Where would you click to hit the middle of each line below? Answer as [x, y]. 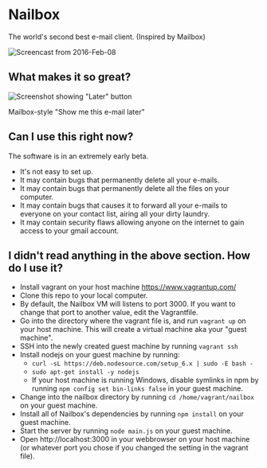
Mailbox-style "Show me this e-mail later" [77, 111]
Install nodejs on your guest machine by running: [100, 355]
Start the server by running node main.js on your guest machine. [126, 431]
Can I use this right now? [71, 137]
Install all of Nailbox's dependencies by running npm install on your [132, 414]
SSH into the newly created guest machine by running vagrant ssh [129, 346]
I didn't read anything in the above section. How [130, 255]
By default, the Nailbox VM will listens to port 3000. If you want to [128, 304]
